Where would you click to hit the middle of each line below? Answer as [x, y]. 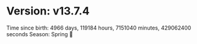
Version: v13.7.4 [48, 11]
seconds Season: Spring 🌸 [40, 34]
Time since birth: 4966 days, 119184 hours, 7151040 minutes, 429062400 [99, 28]
